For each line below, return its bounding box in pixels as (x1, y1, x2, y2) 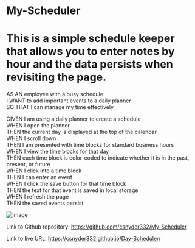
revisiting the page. (6, 71, 107, 84)
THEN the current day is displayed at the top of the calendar (6, 129, 157, 136)
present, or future (6, 161, 50, 168)
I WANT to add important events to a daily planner (6, 97, 132, 104)
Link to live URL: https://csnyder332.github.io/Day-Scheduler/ (6, 235, 161, 243)
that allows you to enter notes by (6, 44, 175, 58)
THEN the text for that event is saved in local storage (6, 186, 139, 194)
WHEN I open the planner (6, 122, 70, 129)
